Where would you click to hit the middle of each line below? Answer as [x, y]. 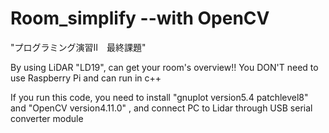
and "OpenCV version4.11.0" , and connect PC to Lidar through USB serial [161, 108]
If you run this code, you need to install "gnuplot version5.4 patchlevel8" [159, 97]
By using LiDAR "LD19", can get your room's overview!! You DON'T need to [164, 67]
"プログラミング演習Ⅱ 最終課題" [78, 47]
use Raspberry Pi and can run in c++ [86, 78]
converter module [47, 118]
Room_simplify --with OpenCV [140, 18]
